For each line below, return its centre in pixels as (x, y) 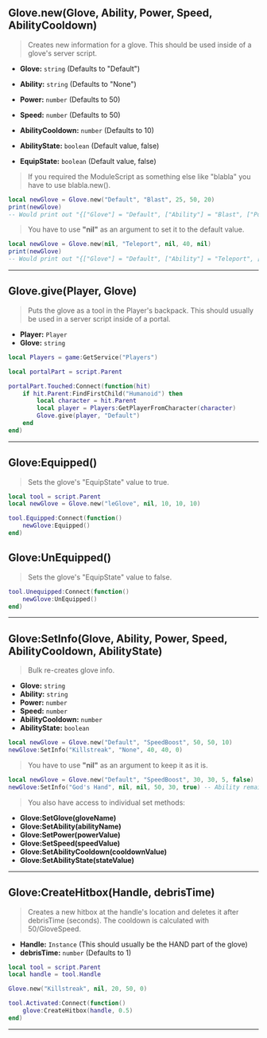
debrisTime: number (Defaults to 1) (75, 952)
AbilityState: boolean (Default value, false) (89, 146)
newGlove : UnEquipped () (60, 599)
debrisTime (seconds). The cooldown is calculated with (118, 920)
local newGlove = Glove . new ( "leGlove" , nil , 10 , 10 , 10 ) (104, 504)
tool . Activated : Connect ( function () (67, 1003)
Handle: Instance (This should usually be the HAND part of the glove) (133, 944)
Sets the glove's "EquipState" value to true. (98, 482)
